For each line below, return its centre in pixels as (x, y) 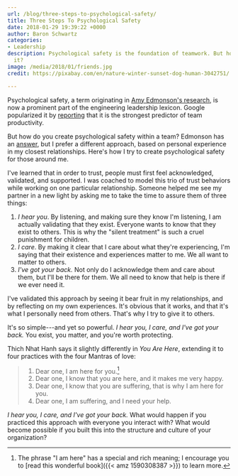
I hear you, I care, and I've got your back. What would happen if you (107, 415)
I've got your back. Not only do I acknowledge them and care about (116, 269)
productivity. (26, 122)
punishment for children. (53, 239)
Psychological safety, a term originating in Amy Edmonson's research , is (113, 99)
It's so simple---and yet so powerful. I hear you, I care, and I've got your (113, 327)
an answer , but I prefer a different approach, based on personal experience (117, 144)
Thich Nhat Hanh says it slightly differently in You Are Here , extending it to (115, 348)
